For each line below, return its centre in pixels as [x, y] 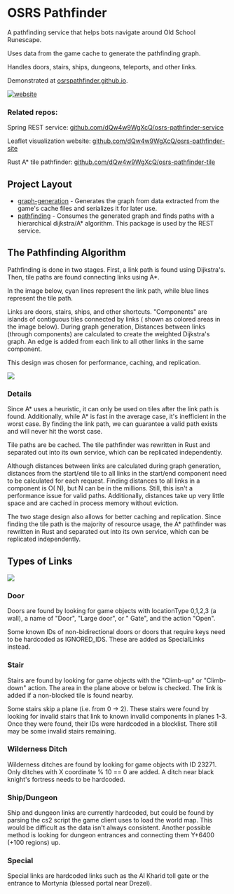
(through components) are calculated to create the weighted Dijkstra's [109, 333]
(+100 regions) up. [34, 843]
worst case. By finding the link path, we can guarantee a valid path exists [113, 424]
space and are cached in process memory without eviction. [93, 503]
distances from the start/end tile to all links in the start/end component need [117, 474]
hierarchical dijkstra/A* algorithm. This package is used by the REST [116, 224]
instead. [19, 647]
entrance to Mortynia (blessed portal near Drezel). [80, 883]
